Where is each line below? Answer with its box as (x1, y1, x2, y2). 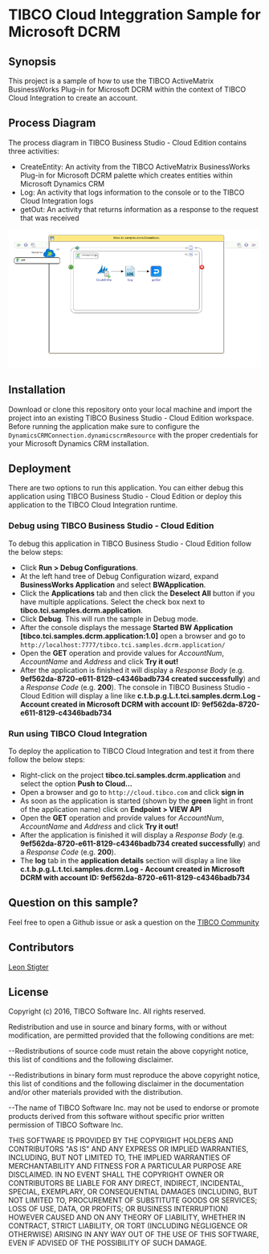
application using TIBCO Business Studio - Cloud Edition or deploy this (8, 492, 243, 502)
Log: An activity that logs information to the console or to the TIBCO (19, 187, 245, 197)
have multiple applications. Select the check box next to (19, 596, 206, 606)
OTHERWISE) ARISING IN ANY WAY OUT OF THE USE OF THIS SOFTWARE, (8, 1230, 259, 1240)
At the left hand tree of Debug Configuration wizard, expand (19, 571, 219, 580)
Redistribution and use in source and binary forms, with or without (8, 1022, 227, 1032)
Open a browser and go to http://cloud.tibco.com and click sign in (19, 787, 245, 797)
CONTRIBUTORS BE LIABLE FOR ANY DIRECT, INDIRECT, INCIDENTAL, (8, 1178, 245, 1188)
